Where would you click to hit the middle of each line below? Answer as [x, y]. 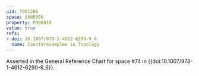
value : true [21, 28]
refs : [13, 34]
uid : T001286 [22, 11]
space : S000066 [25, 17]
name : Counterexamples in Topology [56, 45]
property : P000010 [29, 22]
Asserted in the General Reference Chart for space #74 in [77, 61]
